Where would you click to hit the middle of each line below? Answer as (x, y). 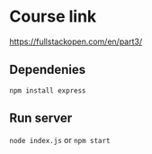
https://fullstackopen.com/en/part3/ (76, 41)
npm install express (48, 91)
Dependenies (48, 70)
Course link (53, 17)
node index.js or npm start (60, 140)
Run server (41, 118)
